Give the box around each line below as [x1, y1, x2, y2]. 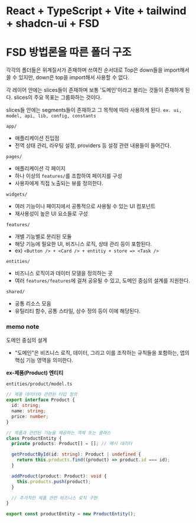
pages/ [6, 154, 22, 160]
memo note [6, 323, 40, 331]
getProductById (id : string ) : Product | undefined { [11, 451, 142, 457]
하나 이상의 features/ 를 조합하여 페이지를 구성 [14, 172, 123, 179]
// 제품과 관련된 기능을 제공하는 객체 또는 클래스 [6, 429, 111, 436]
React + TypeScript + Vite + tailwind [6, 4, 187, 18]
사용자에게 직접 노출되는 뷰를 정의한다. [14, 179, 103, 187]
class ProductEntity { [6, 435, 62, 441]
